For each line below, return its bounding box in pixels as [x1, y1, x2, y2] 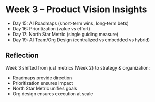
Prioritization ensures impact [12, 80, 73, 86]
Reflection [5, 51, 39, 60]
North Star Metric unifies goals [12, 85, 77, 91]
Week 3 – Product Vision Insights [5, 4, 147, 15]
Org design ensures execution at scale [12, 90, 94, 97]
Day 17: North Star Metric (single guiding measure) [12, 31, 119, 37]
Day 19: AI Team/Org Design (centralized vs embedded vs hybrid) [12, 37, 150, 43]
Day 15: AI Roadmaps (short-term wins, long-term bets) [12, 20, 129, 26]
